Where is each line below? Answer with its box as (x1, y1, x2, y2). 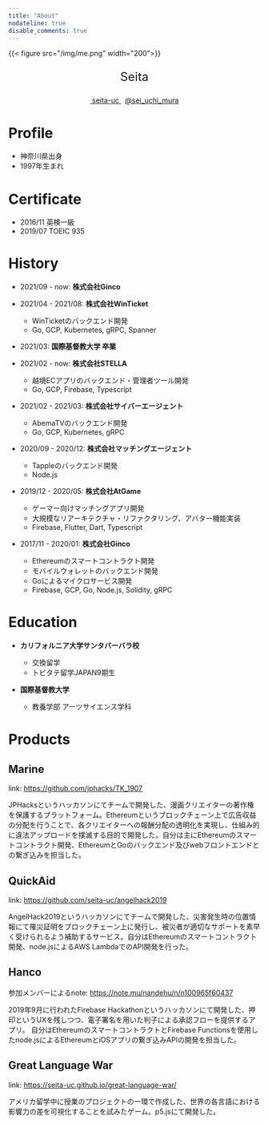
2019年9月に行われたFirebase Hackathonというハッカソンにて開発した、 (8, 1005, 249, 1014)
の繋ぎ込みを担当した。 (8, 851, 86, 860)
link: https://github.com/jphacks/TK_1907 (8, 783, 143, 794)
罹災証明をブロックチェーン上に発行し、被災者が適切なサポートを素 (29, 921, 254, 931)
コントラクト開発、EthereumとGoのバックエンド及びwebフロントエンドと (14, 840, 260, 850)
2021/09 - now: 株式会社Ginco (19, 282, 121, 292)
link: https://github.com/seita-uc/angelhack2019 (8, 895, 167, 904)
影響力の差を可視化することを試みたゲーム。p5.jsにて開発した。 (8, 1106, 220, 1116)
